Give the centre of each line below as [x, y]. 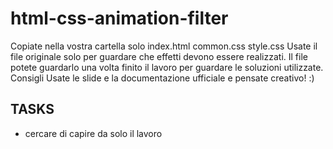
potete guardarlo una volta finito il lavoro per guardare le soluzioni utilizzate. [167, 67]
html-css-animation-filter [119, 18]
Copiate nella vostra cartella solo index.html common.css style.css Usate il [164, 46]
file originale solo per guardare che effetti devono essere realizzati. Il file [159, 56]
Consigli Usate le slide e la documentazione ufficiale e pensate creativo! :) [162, 78]
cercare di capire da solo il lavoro [93, 133]
